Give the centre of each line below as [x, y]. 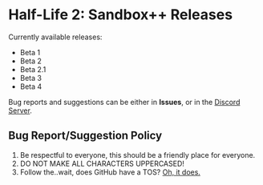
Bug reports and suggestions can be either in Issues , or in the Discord [124, 102]
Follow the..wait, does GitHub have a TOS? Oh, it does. [110, 172]
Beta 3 [31, 78]
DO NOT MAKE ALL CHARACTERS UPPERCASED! [102, 163]
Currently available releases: [55, 37]
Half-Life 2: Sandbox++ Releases [121, 15]
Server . [20, 111]
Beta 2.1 [33, 69]
